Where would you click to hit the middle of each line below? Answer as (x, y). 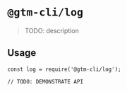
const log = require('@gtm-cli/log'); (64, 69)
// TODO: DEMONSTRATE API (45, 81)
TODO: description (52, 30)
